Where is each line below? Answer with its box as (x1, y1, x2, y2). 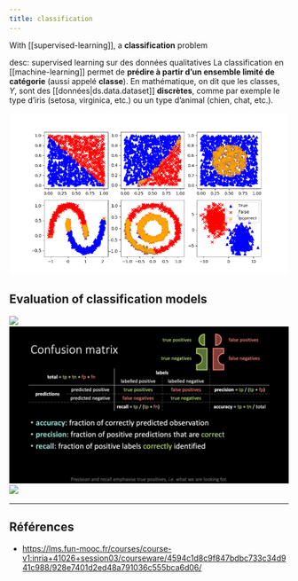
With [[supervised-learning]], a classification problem (9, 40, 208, 51)
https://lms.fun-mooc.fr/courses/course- (21, 543, 172, 554)
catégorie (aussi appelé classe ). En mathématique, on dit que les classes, (9, 75, 280, 86)
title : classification (9, 14, 93, 23)
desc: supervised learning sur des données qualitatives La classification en (9, 57, 284, 67)
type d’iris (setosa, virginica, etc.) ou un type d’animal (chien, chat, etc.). (9, 94, 273, 106)
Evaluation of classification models (9, 292, 208, 307)
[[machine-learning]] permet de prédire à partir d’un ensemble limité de (9, 67, 275, 77)
